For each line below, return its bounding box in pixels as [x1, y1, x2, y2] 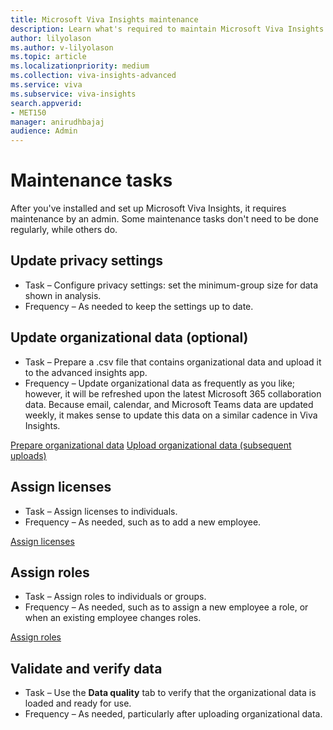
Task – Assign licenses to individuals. [24, 505, 178, 517]
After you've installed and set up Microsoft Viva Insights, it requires [10, 202, 287, 215]
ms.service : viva [10, 80, 83, 90]
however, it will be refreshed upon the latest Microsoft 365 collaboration [24, 387, 322, 400]
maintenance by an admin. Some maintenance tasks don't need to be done [10, 213, 319, 225]
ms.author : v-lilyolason [10, 42, 114, 53]
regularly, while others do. [10, 224, 118, 236]
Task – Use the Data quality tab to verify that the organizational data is [24, 687, 317, 699]
